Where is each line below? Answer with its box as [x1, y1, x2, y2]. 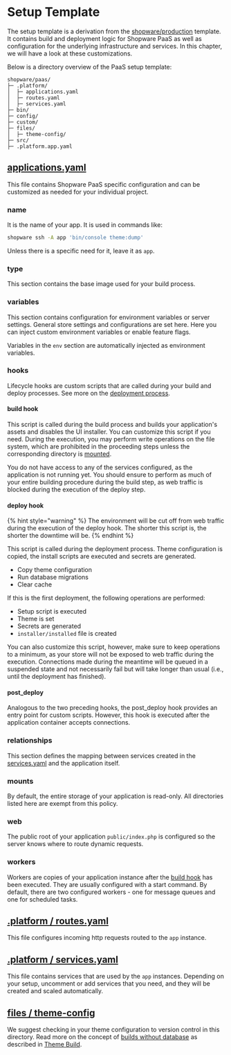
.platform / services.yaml [7, 954, 119, 965]
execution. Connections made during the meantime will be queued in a [7, 657, 209, 666]
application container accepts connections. [7, 718, 131, 727]
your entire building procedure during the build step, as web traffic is [7, 478, 203, 487]
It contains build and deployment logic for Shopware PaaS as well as [7, 34, 202, 42]
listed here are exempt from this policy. [7, 800, 118, 808]
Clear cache [17, 580, 53, 589]
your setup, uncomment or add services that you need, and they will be [7, 979, 211, 988]
